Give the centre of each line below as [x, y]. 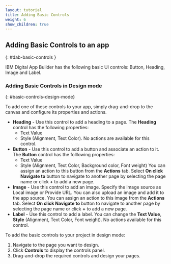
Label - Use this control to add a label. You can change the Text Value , [87, 214]
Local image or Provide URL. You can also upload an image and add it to [88, 193]
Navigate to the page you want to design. [56, 245]
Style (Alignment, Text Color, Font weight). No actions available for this [87, 220]
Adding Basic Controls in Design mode [54, 86]
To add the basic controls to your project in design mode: [65, 235]
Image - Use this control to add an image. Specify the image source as [87, 187]
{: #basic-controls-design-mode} [40, 97]
